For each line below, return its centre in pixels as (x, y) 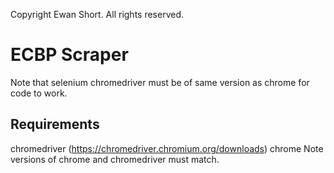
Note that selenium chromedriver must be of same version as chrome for (160, 82)
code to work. (39, 93)
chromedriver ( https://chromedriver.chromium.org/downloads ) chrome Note (167, 148)
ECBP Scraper (69, 55)
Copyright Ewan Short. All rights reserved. (97, 14)
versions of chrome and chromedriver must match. (115, 159)
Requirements (55, 124)
